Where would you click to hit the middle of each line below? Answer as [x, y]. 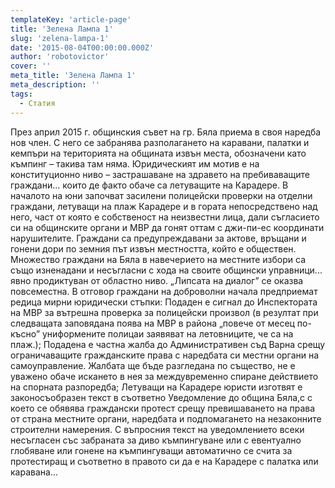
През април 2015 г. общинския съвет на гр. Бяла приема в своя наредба [166, 132]
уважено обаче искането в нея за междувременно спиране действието [164, 376]
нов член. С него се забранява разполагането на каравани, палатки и [160, 142]
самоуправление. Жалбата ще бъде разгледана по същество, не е [153, 365]
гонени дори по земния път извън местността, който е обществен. [153, 248]
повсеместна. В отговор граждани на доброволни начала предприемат [164, 291]
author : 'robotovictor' [60, 57]
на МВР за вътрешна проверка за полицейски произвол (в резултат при [164, 312]
